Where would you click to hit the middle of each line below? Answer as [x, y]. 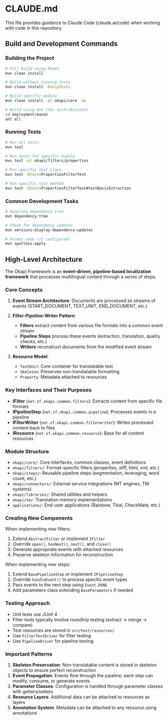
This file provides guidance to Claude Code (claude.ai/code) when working [83, 23]
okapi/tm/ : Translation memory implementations [62, 500]
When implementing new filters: [38, 529]
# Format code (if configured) [38, 239]
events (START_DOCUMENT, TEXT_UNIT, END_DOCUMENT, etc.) [80, 306]
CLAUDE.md [32, 9]
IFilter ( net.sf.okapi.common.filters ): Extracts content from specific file [88, 401]
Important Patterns [29, 654]
